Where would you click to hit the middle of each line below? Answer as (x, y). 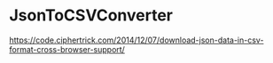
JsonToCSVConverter (91, 16)
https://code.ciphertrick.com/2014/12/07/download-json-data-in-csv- (136, 40)
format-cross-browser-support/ (67, 49)
